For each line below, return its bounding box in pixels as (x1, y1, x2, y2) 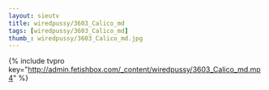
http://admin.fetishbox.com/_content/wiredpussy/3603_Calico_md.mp (28, 65, 261, 75)
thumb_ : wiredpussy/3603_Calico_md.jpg (8, 34, 143, 43)
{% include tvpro (8, 56, 65, 66)
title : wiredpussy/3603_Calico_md (8, 19, 126, 27)
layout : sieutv (8, 11, 60, 20)
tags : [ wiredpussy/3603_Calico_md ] (8, 27, 129, 35)
